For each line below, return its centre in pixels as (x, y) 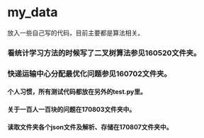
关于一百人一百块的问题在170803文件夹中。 (72, 109)
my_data (33, 12)
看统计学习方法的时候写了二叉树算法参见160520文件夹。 (104, 52)
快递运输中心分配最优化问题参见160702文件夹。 (89, 74)
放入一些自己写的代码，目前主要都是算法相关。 (75, 33)
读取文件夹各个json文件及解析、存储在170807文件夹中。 (90, 127)
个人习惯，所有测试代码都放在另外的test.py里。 (77, 92)
